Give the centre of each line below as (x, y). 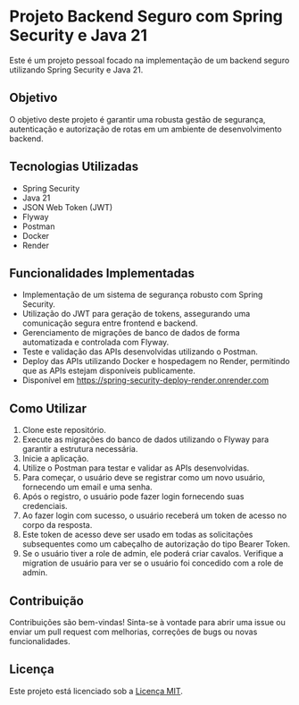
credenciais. (45, 506)
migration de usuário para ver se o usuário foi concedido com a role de (153, 563)
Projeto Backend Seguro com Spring (146, 17)
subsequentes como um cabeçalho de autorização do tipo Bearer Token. (156, 544)
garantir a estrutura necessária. (80, 449)
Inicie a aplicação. (55, 459)
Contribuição (47, 601)
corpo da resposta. (57, 525)
